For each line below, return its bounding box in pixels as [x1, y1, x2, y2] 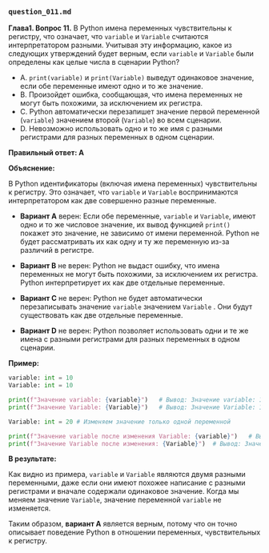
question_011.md [8, 7, 72, 16]
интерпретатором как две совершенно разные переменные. [8, 196, 217, 206]
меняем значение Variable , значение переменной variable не [8, 495, 222, 505]
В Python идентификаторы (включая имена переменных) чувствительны [8, 179, 258, 189]
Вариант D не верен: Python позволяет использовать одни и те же [19, 326, 249, 335]
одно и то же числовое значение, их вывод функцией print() [19, 220, 231, 230]
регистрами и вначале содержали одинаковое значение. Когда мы [8, 487, 239, 496]
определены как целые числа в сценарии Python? [8, 58, 180, 67]
